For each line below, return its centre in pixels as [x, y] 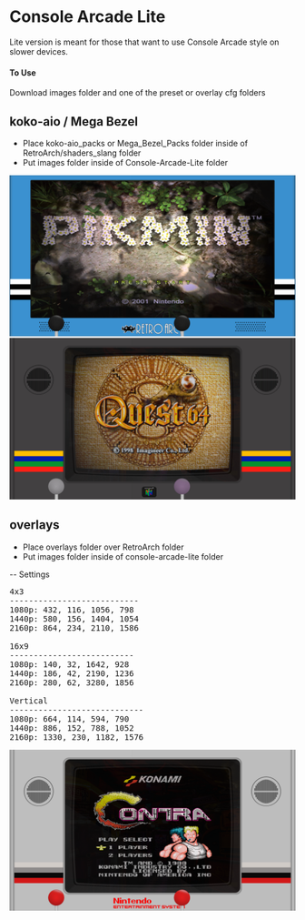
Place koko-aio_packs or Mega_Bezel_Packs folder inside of [135, 143]
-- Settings [30, 574]
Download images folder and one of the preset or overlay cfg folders [138, 93]
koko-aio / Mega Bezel [74, 121]
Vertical [29, 701]
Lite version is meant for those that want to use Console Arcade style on [144, 42]
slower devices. [39, 51]
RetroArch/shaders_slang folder [82, 153]
